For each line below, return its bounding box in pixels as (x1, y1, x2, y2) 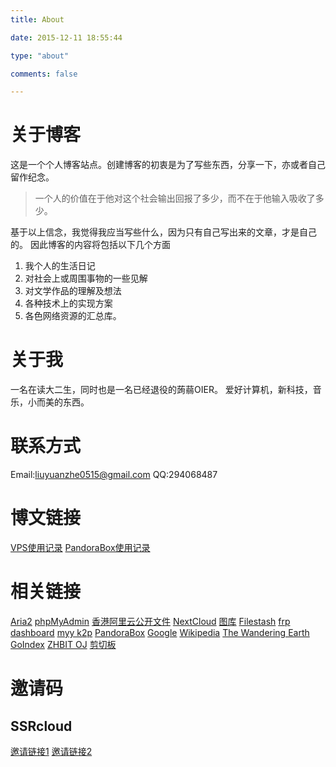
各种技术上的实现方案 (24, 297, 113, 310)
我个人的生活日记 (24, 260, 96, 272)
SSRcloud (10, 717, 73, 735)
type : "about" (10, 51, 70, 61)
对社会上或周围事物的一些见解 (24, 272, 148, 285)
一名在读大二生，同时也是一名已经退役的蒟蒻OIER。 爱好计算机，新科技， (10, 384, 313, 396)
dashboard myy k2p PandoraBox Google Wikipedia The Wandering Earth (10, 626, 310, 638)
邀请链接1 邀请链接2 (10, 745, 93, 757)
